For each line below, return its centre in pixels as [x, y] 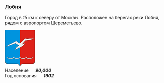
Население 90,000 [28, 70]
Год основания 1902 [30, 75]
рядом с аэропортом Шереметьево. [44, 23]
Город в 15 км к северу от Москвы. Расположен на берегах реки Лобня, [82, 18]
